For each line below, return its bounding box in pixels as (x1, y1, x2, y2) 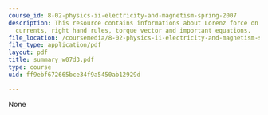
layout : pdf (8, 48, 48, 56)
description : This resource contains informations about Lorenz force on (8, 19, 259, 27)
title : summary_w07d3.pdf (8, 56, 94, 64)
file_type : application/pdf (8, 41, 102, 49)
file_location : (8, 33, 59, 42)
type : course (8, 63, 52, 71)
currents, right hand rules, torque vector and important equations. (15, 26, 251, 34)
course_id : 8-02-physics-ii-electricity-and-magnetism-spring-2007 (8, 11, 238, 20)
